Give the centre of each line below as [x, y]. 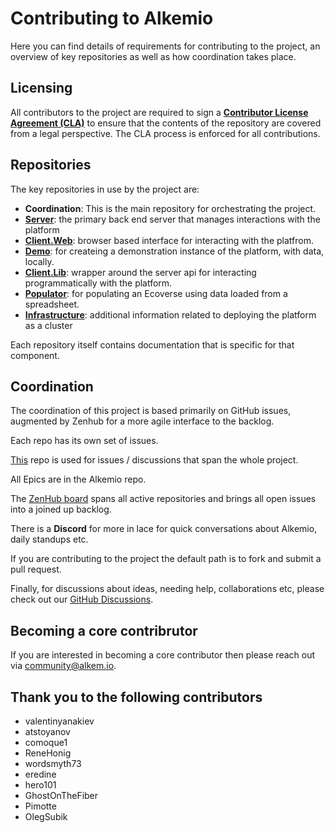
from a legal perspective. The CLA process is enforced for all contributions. [165, 133]
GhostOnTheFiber [61, 795]
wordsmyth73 [53, 763]
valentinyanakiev [59, 721]
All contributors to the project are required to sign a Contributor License [159, 112]
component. [35, 355]
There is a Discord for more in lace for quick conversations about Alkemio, [164, 529]
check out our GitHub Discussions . [82, 599]
